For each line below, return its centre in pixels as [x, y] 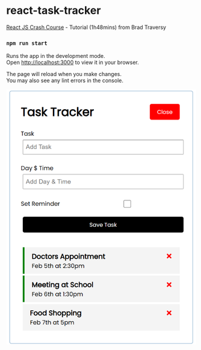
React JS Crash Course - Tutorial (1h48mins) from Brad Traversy [86, 27]
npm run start [27, 43]
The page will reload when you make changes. [64, 74]
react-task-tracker [54, 11]
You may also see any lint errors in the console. [65, 81]
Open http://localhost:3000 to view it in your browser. [73, 62]
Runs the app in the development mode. [56, 56]
